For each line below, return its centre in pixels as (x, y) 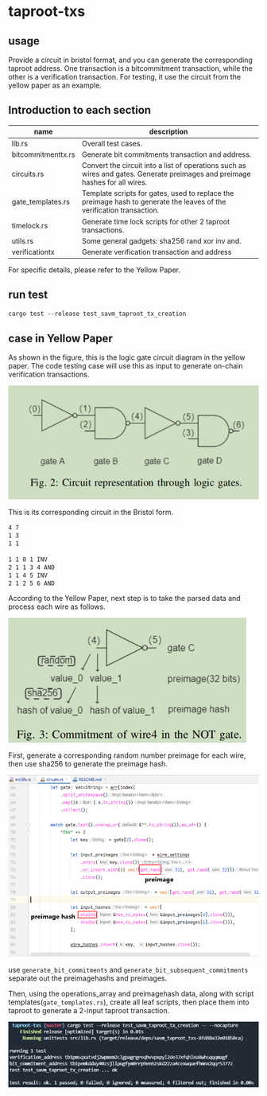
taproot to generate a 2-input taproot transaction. (89, 1011)
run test (28, 294)
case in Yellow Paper (60, 338)
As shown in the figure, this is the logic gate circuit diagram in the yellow (127, 357)
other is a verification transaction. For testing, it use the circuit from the (124, 77)
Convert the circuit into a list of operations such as (164, 166)
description (168, 132)
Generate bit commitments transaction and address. (167, 154)
